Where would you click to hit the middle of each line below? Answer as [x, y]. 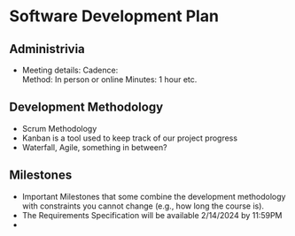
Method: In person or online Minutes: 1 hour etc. [109, 80]
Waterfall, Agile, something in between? [94, 147]
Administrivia [47, 49]
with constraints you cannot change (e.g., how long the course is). [143, 206]
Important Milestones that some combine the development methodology [154, 196]
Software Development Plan [114, 16]
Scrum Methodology [59, 128]
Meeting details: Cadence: [70, 70]
